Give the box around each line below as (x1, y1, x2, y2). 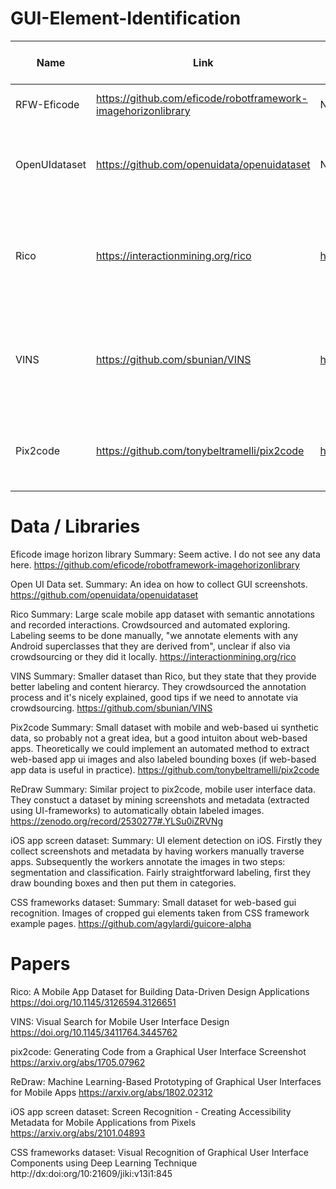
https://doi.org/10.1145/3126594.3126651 (10, 996, 177, 1008)
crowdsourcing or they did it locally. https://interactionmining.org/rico (10, 650, 297, 662)
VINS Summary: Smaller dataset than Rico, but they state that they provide (10, 670, 317, 682)
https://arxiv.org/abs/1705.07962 (10, 1056, 146, 1068)
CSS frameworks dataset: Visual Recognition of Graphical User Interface (10, 1146, 309, 1158)
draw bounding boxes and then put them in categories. (10, 877, 237, 889)
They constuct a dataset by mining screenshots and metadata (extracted (10, 793, 310, 806)
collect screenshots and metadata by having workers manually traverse (10, 845, 305, 857)
